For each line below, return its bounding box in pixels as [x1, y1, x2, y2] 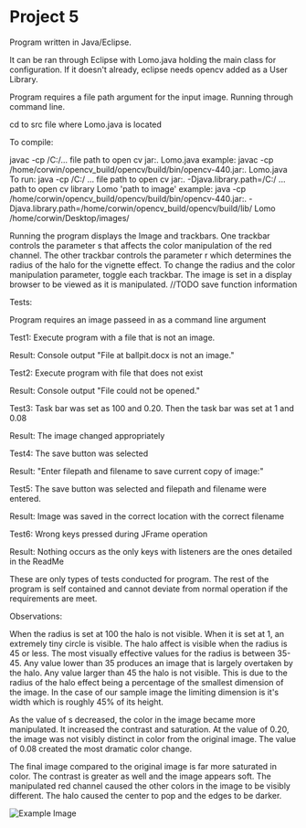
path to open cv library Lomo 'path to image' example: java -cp [9, 183, 247, 194]
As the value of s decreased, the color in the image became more [9, 714, 256, 725]
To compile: [9, 136, 54, 147]
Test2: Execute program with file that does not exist [9, 367, 204, 378]
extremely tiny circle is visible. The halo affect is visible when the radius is [9, 638, 288, 649]
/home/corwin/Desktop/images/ [9, 212, 130, 223]
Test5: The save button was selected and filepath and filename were [9, 483, 267, 494]
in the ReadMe [9, 556, 64, 567]
